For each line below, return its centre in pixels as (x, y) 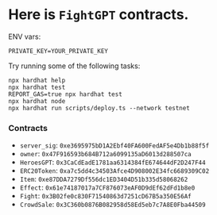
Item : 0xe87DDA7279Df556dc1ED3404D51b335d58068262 (104, 179)
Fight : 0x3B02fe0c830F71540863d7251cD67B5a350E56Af (106, 196)
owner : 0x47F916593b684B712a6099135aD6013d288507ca (106, 154)
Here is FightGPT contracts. (99, 15)
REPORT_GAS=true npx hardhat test (66, 94)
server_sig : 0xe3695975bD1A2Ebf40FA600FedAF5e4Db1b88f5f (114, 145)
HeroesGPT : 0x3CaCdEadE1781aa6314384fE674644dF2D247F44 (112, 162)
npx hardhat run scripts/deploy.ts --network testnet (99, 108)
